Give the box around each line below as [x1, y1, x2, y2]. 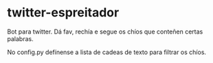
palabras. [7, 34, 34, 42]
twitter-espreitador [7, 5, 120, 21]
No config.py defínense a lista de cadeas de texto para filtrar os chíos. [7, 48, 207, 56]
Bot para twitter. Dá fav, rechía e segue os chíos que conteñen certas [7, 27, 203, 36]
